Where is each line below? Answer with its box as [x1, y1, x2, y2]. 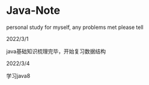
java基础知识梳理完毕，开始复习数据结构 [6, 48, 106, 55]
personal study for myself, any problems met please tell [6, 24, 144, 31]
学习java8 [6, 72, 31, 79]
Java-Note [6, 4, 61, 17]
